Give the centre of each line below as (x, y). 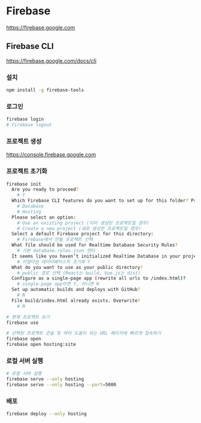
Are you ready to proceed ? (45, 189)
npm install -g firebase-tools (45, 90)
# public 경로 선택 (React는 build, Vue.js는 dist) (79, 273)
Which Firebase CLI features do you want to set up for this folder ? (100, 201)
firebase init (24, 184)
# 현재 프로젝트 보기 (28, 317)
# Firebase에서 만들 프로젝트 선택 (55, 240)
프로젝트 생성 (24, 141)
